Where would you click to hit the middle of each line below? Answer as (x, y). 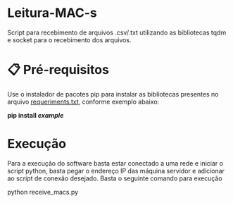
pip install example (36, 115)
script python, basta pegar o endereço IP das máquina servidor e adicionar (116, 171)
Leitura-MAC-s (52, 13)
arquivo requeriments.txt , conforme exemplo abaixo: (83, 101)
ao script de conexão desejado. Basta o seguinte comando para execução (115, 178)
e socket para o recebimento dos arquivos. (69, 39)
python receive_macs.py (43, 192)
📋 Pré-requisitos (58, 70)
